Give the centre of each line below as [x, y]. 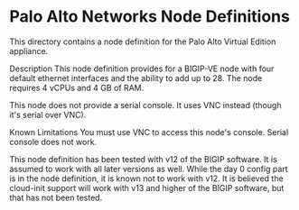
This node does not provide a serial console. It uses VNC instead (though [145, 105]
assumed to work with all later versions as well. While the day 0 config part [149, 169]
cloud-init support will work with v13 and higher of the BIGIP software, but [147, 187]
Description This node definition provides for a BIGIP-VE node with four [142, 68]
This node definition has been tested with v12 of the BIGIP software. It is [143, 159]
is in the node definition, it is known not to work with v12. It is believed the [146, 178]
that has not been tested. [56, 197]
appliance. [29, 50]
